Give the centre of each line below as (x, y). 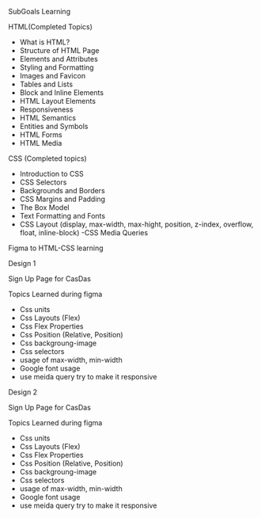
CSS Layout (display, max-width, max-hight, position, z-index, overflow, (136, 224)
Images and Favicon (52, 76)
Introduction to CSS (52, 174)
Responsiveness (46, 109)
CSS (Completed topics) (47, 158)
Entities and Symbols (54, 126)
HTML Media (41, 143)
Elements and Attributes (59, 59)
